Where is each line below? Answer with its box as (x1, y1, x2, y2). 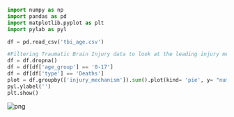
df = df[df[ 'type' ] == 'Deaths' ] (7, 70, 104, 77)
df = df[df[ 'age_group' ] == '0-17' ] (7, 64, 114, 71)
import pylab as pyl (7, 26, 68, 33)
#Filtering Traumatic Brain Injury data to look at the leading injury (7, 51, 219, 58)
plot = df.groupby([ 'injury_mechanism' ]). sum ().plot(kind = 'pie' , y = (7, 76, 214, 83)
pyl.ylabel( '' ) (7, 83, 52, 90)
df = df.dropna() (7, 57, 58, 64)
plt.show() (7, 89, 39, 96)
